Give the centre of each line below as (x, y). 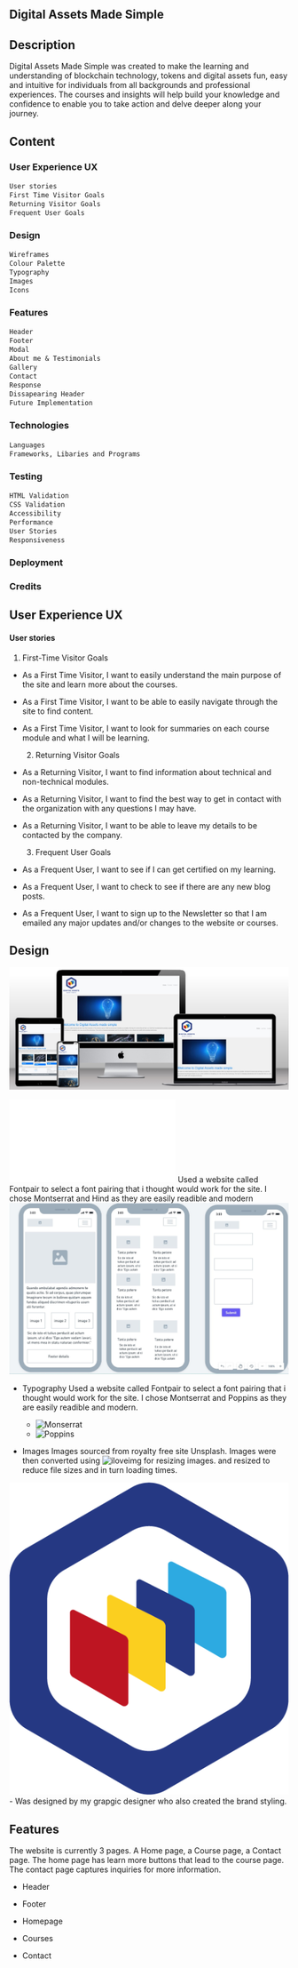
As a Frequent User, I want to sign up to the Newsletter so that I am (145, 913)
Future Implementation (51, 404)
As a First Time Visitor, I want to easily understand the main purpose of (152, 675)
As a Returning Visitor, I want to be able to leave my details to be (140, 825)
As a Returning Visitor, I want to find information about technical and (147, 772)
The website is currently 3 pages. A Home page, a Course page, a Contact (145, 1851)
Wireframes (29, 255)
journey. (24, 114)
